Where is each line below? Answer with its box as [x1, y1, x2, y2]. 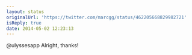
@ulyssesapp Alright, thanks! [6, 42, 79, 49]
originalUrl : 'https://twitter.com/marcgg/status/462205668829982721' [6, 14, 187, 20]
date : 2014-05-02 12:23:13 [6, 25, 74, 32]
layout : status [6, 8, 45, 15]
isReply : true [6, 20, 42, 26]
